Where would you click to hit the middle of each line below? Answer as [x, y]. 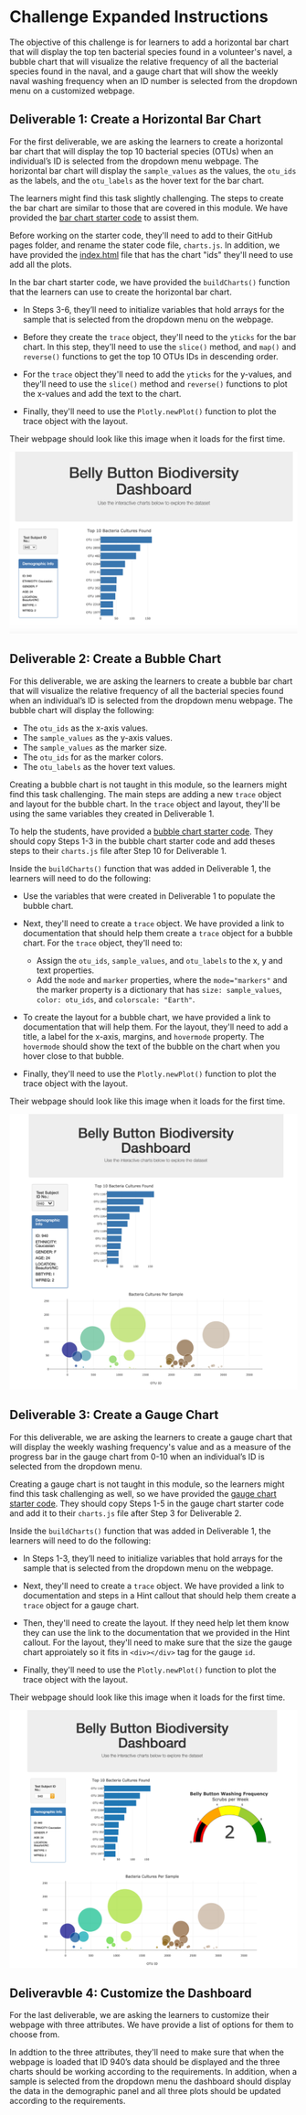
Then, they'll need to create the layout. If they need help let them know [156, 1623]
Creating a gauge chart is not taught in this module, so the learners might [147, 1484]
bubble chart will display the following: [82, 710]
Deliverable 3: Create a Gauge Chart [114, 1415]
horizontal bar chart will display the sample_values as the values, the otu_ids [153, 170]
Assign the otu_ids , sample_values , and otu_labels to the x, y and [159, 960]
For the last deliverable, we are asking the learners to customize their [139, 2015]
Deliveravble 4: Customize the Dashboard [131, 1993]
